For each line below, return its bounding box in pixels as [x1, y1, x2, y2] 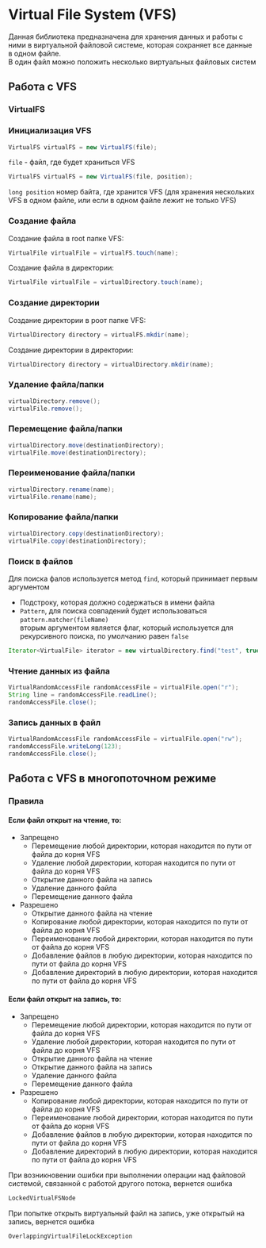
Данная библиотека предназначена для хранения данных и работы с [8, 32, 244, 41]
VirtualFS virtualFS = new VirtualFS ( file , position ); [8, 173, 193, 181]
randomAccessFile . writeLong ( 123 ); [8, 742, 123, 751]
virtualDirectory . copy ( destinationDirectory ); [8, 529, 165, 537]
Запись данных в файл [8, 716, 101, 728]
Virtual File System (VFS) [8, 6, 177, 24]
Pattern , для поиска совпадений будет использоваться [19, 605, 207, 616]
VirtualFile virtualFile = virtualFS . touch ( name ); [8, 248, 179, 257]
